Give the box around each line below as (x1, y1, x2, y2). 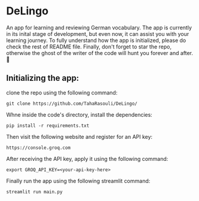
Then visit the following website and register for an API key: (6, 133, 153, 140)
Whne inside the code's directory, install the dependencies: (6, 111, 152, 118)
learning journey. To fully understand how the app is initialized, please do (6, 36, 186, 44)
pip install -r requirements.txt (6, 123, 90, 129)
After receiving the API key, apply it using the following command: (6, 155, 169, 162)
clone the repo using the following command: (6, 89, 118, 96)
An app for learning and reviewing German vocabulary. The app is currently (6, 24, 192, 31)
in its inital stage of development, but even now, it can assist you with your (6, 30, 189, 37)
